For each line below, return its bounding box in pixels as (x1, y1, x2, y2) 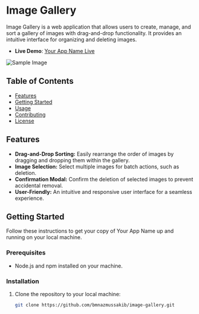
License (14, 117, 34, 124)
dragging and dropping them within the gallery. (14, 156, 130, 164)
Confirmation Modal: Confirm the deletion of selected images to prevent (14, 175, 194, 183)
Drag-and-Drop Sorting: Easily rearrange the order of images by (14, 150, 174, 158)
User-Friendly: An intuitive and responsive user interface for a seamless (14, 188, 192, 195)
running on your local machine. (6, 234, 82, 241)
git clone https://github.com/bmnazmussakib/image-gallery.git (14, 302, 175, 308)
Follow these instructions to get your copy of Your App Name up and (6, 227, 174, 235)
